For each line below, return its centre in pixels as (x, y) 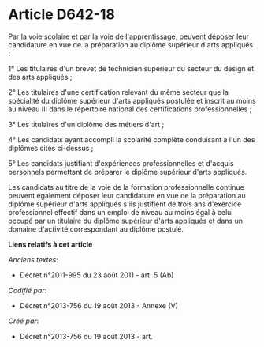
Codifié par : (28, 290)
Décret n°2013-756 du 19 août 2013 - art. (86, 336)
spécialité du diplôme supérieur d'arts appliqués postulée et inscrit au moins (132, 100)
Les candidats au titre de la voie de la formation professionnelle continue (126, 187)
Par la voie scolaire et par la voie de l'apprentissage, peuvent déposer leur (129, 36)
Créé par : (24, 321)
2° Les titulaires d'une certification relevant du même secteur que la (118, 92)
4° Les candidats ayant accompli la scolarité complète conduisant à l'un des (132, 139)
